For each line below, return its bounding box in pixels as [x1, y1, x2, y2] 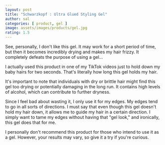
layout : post [5, 7, 32, 12]
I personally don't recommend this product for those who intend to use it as [5, 129, 160, 135]
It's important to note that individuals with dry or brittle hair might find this [5, 78, 156, 84]
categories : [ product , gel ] [5, 21, 68, 26]
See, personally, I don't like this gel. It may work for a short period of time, [5, 44, 156, 49]
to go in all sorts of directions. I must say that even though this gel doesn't [5, 104, 157, 109]
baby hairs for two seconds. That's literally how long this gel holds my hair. [5, 69, 158, 74]
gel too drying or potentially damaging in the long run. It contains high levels [5, 84, 161, 89]
